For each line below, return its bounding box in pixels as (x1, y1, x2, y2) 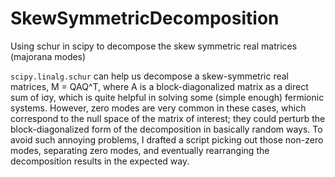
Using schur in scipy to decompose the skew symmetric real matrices (10, 40, 298, 52)
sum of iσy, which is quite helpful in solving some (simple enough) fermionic (10, 91, 325, 103)
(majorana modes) (10, 50, 87, 62)
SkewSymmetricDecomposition (10, 7, 280, 30)
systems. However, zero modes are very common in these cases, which (10, 102, 307, 114)
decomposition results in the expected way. (10, 155, 190, 167)
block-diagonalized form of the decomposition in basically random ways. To (10, 123, 323, 135)
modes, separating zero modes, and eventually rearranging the (10, 144, 270, 156)
